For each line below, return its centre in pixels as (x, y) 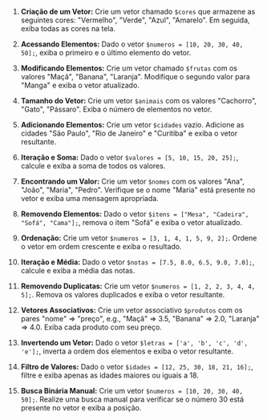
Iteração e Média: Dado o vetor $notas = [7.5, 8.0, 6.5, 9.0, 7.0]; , (138, 262)
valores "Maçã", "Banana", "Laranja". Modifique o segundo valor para (136, 77)
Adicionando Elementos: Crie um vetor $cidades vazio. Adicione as (132, 125)
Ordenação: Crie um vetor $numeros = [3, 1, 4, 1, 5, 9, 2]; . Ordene (139, 238)
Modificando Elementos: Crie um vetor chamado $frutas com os (129, 68)
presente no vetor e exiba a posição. (81, 408)
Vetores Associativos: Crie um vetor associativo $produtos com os (131, 310)
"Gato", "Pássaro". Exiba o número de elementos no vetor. (116, 109)
